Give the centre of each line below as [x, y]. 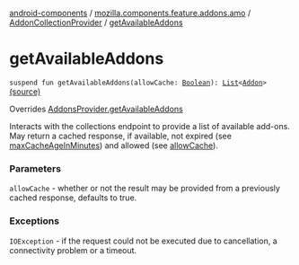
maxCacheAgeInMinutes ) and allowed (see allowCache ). [114, 145]
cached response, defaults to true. [73, 198]
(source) [25, 91]
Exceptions [35, 221]
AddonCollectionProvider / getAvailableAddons [96, 22]
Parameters [35, 168]
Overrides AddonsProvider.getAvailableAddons [97, 109]
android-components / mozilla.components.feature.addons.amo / [130, 13]
